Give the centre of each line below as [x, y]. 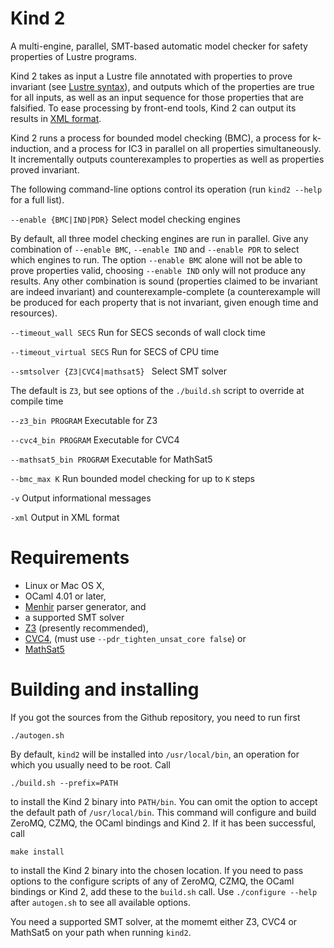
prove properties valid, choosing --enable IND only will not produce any [158, 270]
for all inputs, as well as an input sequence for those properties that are [157, 97]
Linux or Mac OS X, [64, 585]
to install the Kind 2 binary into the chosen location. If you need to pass [157, 870]
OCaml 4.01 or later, [65, 596]
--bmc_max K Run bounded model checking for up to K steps [132, 478]
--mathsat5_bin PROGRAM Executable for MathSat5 [111, 459]
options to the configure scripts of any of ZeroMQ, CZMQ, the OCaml [152, 881]
